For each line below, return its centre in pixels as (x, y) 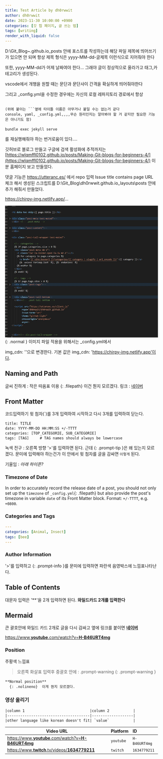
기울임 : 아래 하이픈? (24, 464)
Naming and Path (32, 374)
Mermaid (19, 616)
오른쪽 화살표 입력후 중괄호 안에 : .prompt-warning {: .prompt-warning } (86, 671)
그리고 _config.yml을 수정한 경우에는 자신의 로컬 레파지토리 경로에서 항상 (74, 94)
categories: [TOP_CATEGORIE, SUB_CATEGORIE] (51, 433)
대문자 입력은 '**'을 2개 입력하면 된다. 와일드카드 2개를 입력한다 (65, 600)
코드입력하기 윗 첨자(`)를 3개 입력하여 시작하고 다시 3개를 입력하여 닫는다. (74, 414)
